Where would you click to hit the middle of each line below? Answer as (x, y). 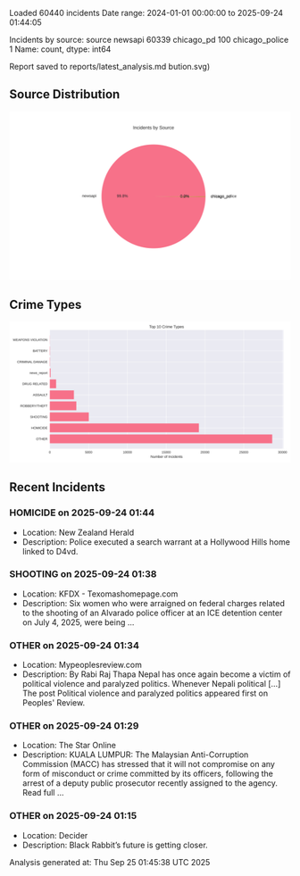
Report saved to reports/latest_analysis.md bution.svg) (110, 67)
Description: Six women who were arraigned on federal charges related (154, 603)
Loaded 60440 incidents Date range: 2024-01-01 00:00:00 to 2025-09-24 (146, 13)
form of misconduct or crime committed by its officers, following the (148, 774)
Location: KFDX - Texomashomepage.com (100, 594)
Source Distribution (65, 94)
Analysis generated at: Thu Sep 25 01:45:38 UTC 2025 (110, 862)
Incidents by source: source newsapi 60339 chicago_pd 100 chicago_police (149, 40)
